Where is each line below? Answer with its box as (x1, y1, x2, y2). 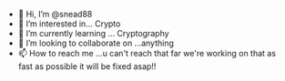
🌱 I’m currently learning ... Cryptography (17, 28, 170, 38)
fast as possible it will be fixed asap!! (17, 61, 157, 72)
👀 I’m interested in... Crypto (17, 18, 121, 29)
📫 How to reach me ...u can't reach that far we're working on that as (17, 48, 276, 58)
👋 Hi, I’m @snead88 (17, 9, 93, 19)
